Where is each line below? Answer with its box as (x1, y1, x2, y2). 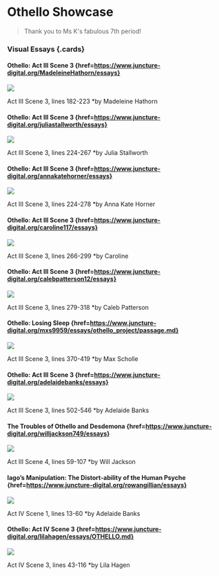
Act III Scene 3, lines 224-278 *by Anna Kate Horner (7, 200, 156, 208)
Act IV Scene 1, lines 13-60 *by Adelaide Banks (7, 509, 140, 517)
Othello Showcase (7, 4, 114, 20)
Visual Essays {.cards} (7, 44, 85, 54)
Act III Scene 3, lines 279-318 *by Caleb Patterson (7, 303, 149, 311)
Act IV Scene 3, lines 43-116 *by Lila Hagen (7, 561, 130, 569)
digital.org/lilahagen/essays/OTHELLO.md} (7, 532, 134, 541)
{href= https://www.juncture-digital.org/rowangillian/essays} (7, 481, 187, 490)
